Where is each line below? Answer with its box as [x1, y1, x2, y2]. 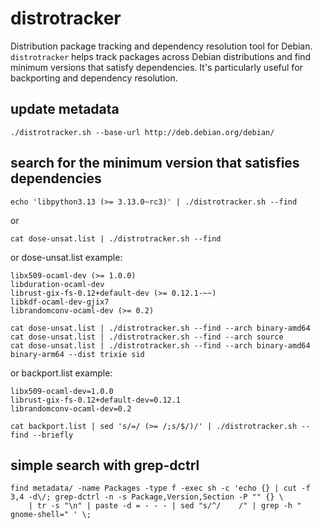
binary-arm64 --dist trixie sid [10, 349, 145, 359]
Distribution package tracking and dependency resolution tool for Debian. [10, 40, 313, 52]
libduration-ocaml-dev [10, 279, 105, 289]
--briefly [32, 430, 74, 440]
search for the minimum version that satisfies [10, 155, 300, 172]
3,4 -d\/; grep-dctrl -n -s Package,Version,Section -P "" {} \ [10, 492, 284, 502]
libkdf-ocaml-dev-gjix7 [10, 297, 110, 307]
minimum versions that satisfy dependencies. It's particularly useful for [10, 61, 303, 73]
